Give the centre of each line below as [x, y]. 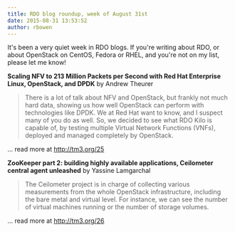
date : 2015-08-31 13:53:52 [47, 21]
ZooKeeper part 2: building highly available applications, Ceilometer [110, 163]
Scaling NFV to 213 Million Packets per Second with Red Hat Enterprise [114, 76]
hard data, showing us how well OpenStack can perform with [114, 105]
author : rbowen [30, 27]
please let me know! [37, 63]
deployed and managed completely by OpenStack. [99, 135]
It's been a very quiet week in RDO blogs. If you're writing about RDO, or [113, 48]
